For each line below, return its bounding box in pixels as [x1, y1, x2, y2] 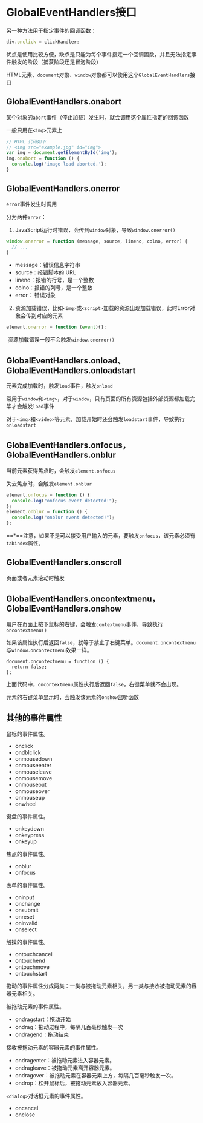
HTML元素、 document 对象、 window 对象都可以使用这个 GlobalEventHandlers [6, 71, 190, 78]
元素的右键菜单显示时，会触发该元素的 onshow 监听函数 [6, 693, 139, 701]
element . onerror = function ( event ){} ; [6, 324, 107, 331]
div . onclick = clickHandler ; [6, 39, 80, 45]
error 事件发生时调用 [6, 200, 57, 207]
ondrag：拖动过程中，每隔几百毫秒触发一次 [14, 1023, 123, 1030]
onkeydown [14, 825, 44, 832]
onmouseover [14, 787, 50, 795]
